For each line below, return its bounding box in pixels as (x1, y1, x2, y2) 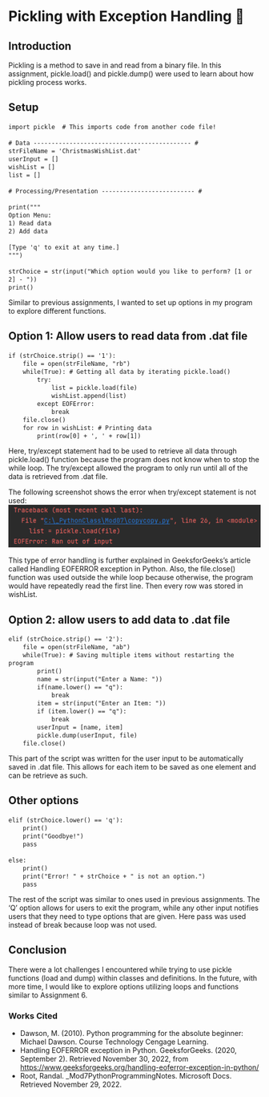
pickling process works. (8, 78, 87, 87)
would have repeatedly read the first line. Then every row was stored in (8, 581, 243, 591)
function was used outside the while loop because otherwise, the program (8, 573, 254, 583)
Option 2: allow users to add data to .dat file (8, 613, 231, 627)
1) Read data (8, 219, 52, 227)
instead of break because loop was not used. (8, 920, 158, 929)
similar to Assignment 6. (8, 990, 88, 1000)
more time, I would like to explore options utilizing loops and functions (8, 981, 239, 991)
